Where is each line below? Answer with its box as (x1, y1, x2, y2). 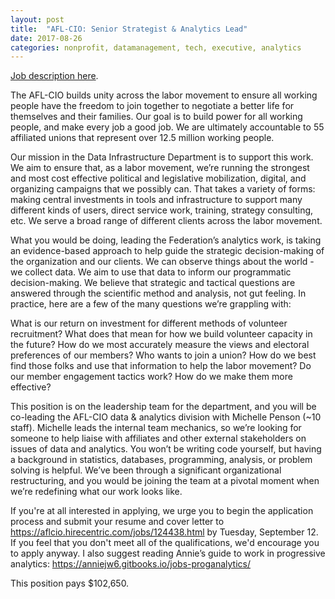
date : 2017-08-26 (10, 33, 83, 43)
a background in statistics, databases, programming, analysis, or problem (10, 454, 313, 466)
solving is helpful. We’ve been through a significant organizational (10, 464, 282, 476)
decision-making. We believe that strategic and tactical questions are (10, 277, 296, 289)
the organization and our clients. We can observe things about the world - (10, 256, 315, 268)
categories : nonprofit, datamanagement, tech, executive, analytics (10, 42, 302, 53)
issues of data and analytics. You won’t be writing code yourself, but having (10, 443, 322, 455)
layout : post (10, 14, 65, 25)
